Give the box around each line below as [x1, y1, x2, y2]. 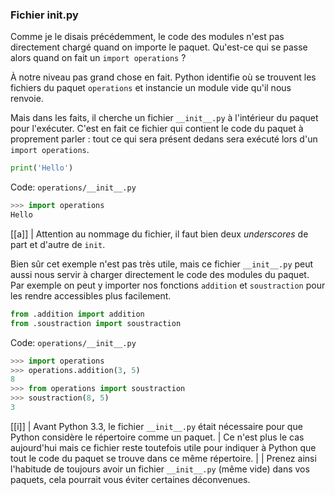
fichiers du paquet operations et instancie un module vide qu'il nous [10, 82, 292, 94]
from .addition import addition [10, 309, 145, 319]
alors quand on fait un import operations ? [10, 52, 187, 64]
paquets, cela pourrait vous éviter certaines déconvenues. [10, 473, 251, 485]
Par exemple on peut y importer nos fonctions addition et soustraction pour [10, 279, 326, 291]
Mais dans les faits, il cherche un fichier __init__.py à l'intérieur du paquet [10, 112, 319, 124]
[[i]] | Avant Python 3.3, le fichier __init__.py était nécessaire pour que [10, 420, 303, 432]
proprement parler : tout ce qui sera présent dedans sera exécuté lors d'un [10, 133, 318, 145]
